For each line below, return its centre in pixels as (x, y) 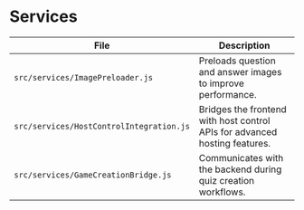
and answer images (240, 72)
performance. (228, 94)
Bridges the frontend (242, 109)
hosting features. (235, 143)
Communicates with (241, 157)
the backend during (240, 169)
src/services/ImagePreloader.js (84, 77)
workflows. (222, 192)
